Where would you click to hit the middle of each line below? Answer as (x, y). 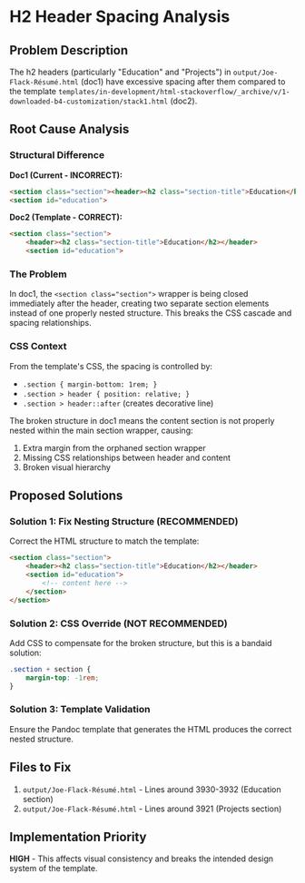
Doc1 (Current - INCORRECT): (66, 175)
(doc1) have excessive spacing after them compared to (183, 82)
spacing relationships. (51, 323)
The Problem (39, 274)
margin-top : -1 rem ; (63, 678)
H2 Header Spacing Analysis (120, 17)
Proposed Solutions (66, 496)
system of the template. (54, 868)
